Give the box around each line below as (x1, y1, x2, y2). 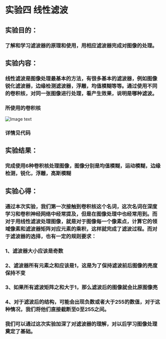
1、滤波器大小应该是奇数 (5, 247, 63, 254)
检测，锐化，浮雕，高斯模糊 (5, 170, 71, 177)
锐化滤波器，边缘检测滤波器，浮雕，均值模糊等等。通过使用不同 (5, 83, 158, 89)
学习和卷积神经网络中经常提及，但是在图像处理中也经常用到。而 (5, 210, 158, 217)
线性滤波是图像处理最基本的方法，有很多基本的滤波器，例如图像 (5, 75, 158, 82)
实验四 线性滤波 (5, 4, 68, 16)
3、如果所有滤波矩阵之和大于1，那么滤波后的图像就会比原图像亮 (5, 284, 158, 291)
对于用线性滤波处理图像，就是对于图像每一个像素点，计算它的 (5, 218, 153, 225)
